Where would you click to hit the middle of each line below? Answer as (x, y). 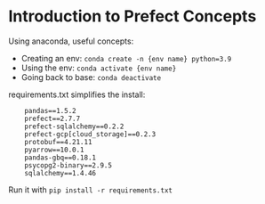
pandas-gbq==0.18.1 (60, 158)
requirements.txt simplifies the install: (77, 94)
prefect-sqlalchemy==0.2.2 (74, 126)
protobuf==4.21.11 (58, 142)
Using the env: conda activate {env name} (99, 68)
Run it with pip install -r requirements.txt (90, 190)
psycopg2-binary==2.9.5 (68, 165)
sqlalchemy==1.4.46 (60, 173)
